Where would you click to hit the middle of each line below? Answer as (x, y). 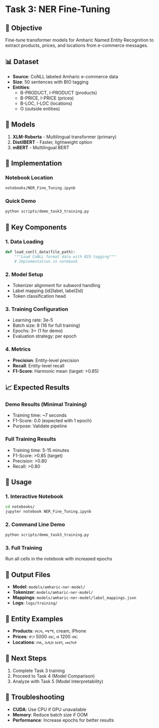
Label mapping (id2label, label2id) (48, 291)
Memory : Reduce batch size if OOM (50, 714)
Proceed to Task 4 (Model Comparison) (54, 676)
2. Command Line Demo (35, 524)
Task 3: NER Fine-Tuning (58, 9)
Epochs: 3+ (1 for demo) (38, 331)
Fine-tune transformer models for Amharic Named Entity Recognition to (79, 40)
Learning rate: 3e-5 (33, 320)
